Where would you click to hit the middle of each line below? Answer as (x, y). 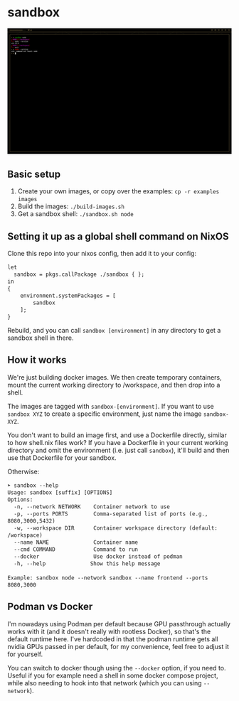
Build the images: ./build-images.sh (71, 206)
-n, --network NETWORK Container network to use (92, 507)
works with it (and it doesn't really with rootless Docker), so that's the (109, 631)
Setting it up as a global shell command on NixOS (118, 236)
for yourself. (25, 654)
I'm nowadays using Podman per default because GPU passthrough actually (119, 624)
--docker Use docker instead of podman (98, 556)
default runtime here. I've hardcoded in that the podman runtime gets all (113, 639)
